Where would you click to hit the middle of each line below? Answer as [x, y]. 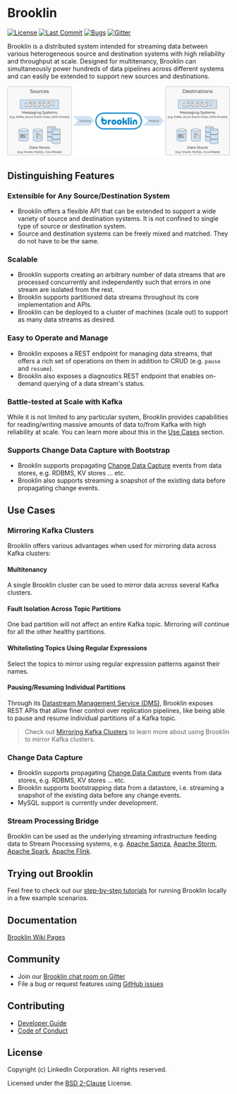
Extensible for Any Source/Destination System [89, 195]
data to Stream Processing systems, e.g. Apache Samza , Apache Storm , [112, 844]
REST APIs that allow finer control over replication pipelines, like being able [116, 710]
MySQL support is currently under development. [88, 803]
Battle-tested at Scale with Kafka [65, 401]
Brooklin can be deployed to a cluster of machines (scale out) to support [123, 312]
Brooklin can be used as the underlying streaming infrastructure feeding [112, 837]
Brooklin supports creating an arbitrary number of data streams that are [121, 275]
